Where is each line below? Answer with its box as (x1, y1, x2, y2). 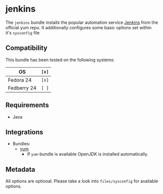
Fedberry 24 (8, 84, 37, 91)
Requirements (5, 101, 49, 109)
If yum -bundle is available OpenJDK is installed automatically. (27, 151, 148, 157)
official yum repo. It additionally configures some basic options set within (5, 24, 152, 30)
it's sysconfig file (5, 30, 40, 35)
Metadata (5, 165, 35, 174)
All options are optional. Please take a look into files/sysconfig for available (5, 178, 158, 184)
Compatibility (5, 44, 48, 52)
